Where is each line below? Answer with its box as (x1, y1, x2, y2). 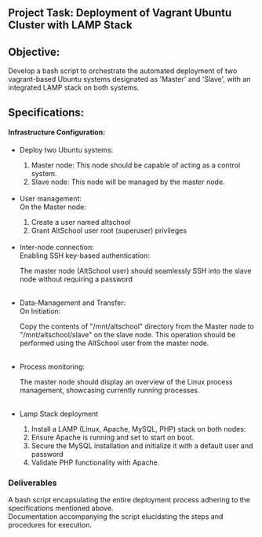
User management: (19, 193, 82, 203)
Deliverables (8, 477, 57, 488)
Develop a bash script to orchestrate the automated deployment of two (8, 66, 238, 75)
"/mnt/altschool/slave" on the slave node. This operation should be (19, 329, 236, 339)
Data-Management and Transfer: (19, 298, 126, 307)
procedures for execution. (8, 520, 93, 530)
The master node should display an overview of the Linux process (19, 377, 233, 386)
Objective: (8, 45, 60, 58)
